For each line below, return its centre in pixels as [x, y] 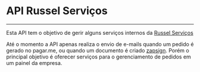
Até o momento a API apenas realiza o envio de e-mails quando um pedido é [100, 44]
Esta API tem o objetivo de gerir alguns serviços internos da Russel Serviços [100, 32]
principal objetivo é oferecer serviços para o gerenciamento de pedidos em [99, 57]
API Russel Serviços [57, 11]
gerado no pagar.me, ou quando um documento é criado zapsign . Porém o [98, 50]
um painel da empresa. [34, 63]
